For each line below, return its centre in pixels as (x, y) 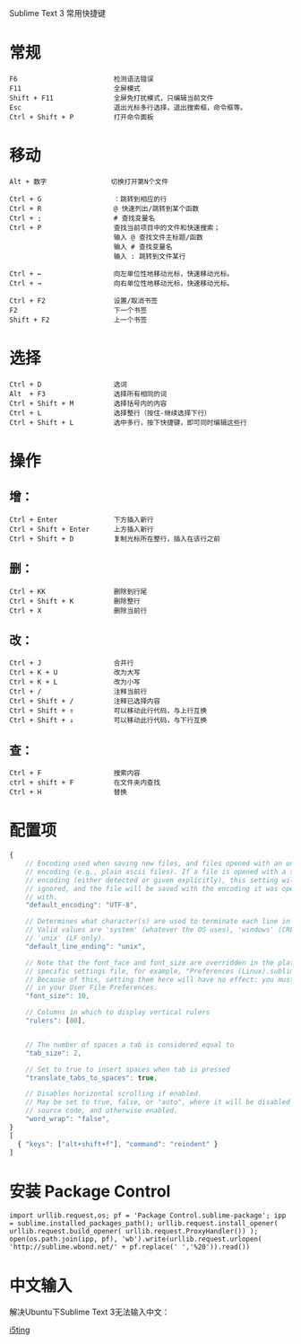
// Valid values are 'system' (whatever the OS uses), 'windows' (150, 930)
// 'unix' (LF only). (65, 938)
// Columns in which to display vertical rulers (118, 1012)
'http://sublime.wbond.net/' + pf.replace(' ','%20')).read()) (130, 1247)
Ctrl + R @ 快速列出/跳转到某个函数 (104, 208)
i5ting (20, 1330)
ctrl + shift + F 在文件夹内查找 (85, 783)
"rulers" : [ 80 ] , (56, 1021)
